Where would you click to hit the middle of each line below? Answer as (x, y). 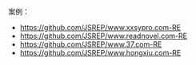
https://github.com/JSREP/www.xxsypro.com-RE (100, 27)
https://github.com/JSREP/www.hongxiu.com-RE (100, 53)
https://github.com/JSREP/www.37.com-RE (91, 44)
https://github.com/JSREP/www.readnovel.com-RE (104, 36)
